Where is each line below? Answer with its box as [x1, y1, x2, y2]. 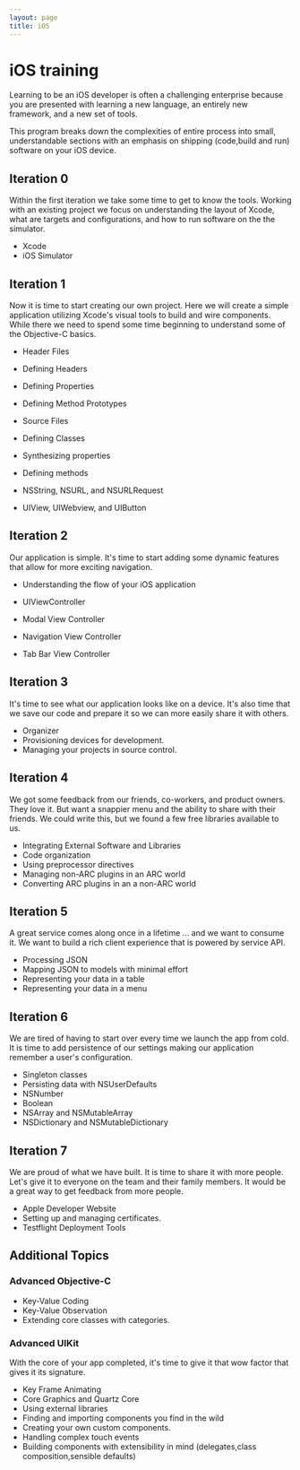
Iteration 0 [9, 171, 69, 186]
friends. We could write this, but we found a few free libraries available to [9, 813, 279, 824]
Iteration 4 [9, 770, 69, 785]
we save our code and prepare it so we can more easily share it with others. [9, 707, 289, 718]
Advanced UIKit [9, 1336, 80, 1349]
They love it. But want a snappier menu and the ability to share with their [9, 803, 276, 814]
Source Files [21, 416, 69, 427]
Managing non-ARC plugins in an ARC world [21, 869, 186, 879]
